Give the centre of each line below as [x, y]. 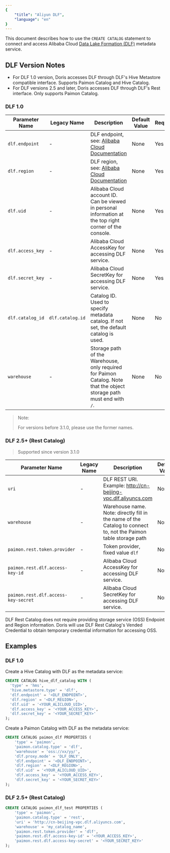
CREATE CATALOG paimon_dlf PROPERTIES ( [49, 738]
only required [106, 368]
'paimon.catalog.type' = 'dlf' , [48, 747]
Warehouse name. [125, 506]
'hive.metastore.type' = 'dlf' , [44, 690]
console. [100, 233]
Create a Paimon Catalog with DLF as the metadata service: [68, 728]
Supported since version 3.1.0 [49, 452]
